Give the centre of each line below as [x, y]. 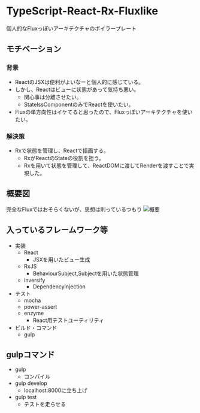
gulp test [26, 397]
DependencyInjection [59, 287]
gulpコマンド [31, 355]
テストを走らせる [45, 404]
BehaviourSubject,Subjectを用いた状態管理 [86, 273]
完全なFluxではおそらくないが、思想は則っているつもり [74, 209]
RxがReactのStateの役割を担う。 [64, 158]
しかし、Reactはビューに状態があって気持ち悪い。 [77, 89]
